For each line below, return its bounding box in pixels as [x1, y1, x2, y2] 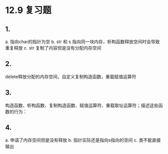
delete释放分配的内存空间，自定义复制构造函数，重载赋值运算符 [5, 73, 136, 79]
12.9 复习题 [5, 4, 51, 16]
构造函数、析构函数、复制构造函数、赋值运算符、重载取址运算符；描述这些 [5, 102, 158, 108]
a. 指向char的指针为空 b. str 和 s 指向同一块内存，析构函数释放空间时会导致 [5, 38, 160, 44]
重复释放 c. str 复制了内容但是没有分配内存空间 [5, 45, 101, 50]
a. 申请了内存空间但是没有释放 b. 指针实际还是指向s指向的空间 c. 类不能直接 [5, 137, 161, 143]
